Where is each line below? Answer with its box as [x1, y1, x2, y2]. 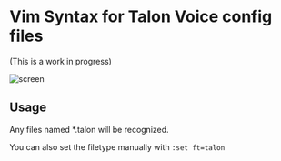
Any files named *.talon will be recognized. [9, 124, 170, 135]
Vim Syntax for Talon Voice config [9, 6, 273, 27]
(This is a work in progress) [9, 55, 112, 66]
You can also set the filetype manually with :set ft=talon [9, 141, 226, 152]
